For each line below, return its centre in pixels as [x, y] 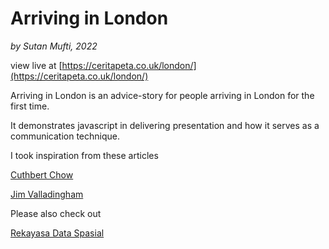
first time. [30, 106]
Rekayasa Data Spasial [57, 233]
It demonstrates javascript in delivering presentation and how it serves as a [165, 125]
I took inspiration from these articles [84, 155]
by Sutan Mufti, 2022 [54, 46]
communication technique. [65, 136]
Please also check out [56, 213]
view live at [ [36, 65]
